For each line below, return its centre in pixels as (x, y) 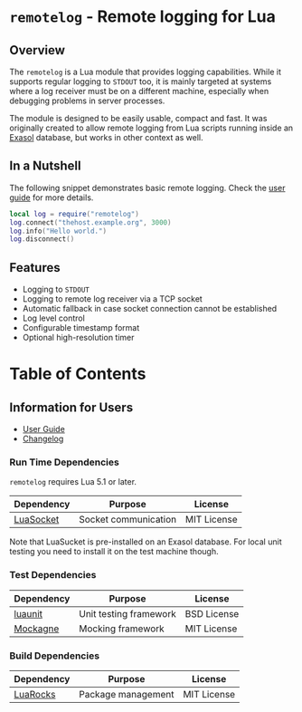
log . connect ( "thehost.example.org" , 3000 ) (90, 222)
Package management (127, 695)
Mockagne (37, 629)
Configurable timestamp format (81, 328)
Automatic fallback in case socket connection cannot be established (150, 309)
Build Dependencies (55, 656)
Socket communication (128, 520)
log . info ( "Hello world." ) (58, 231)
